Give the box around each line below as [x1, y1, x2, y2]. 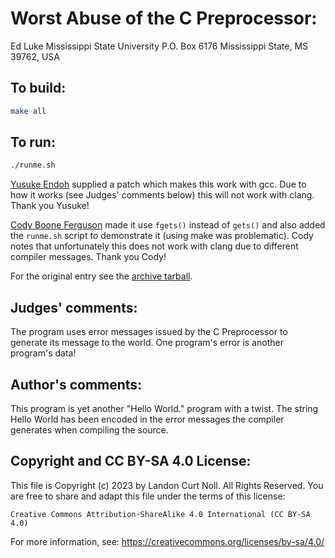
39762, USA [10, 50, 61, 62]
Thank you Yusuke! [10, 200, 90, 212]
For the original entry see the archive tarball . [10, 270, 193, 282]
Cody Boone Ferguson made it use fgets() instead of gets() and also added [10, 219, 326, 231]
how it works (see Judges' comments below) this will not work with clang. [10, 189, 315, 201]
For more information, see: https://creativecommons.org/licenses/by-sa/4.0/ [10, 535, 325, 547]
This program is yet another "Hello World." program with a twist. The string [10, 402, 319, 414]
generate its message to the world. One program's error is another [10, 337, 284, 349]
